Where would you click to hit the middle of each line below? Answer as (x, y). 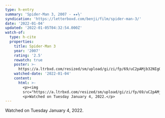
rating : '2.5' (28, 55)
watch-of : (15, 32)
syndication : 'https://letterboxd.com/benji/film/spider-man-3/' (73, 19)
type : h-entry (20, 10)
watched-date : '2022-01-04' (42, 74)
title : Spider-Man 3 (35, 46)
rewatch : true (28, 60)
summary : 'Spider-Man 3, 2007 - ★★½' (44, 14)
